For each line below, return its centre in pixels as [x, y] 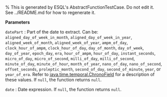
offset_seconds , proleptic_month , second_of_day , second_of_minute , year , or [83, 69]
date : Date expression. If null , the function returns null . [63, 89]
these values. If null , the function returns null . [53, 80]
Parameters [17, 22]
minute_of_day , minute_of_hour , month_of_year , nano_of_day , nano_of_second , [84, 64]
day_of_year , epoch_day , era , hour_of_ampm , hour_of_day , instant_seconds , [80, 53]
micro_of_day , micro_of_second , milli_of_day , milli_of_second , [70, 58]
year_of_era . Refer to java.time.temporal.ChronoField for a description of [80, 74]
